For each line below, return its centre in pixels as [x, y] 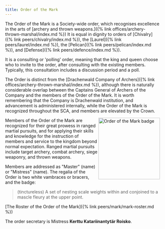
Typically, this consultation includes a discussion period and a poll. [72, 70]
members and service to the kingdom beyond [51, 141]
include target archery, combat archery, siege [51, 152]
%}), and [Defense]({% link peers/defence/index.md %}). [63, 50]
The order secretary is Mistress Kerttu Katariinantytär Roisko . [69, 221]
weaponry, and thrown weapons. [38, 157]
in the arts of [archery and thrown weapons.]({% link [58, 29]
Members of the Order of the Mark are [44, 120]
